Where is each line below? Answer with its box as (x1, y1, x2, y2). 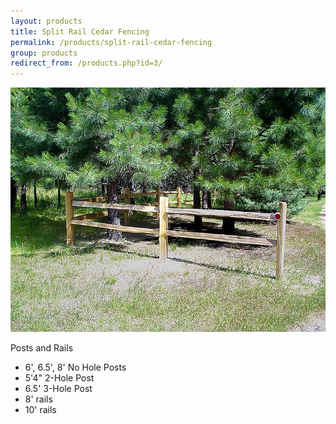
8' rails (24, 393, 53, 405)
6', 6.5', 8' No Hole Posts (24, 361, 127, 374)
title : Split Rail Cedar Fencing (10, 26, 150, 37)
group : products (10, 48, 78, 58)
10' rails (24, 404, 57, 416)
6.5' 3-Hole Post (24, 383, 93, 395)
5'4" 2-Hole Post (24, 372, 95, 384)
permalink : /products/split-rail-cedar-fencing (10, 37, 213, 47)
